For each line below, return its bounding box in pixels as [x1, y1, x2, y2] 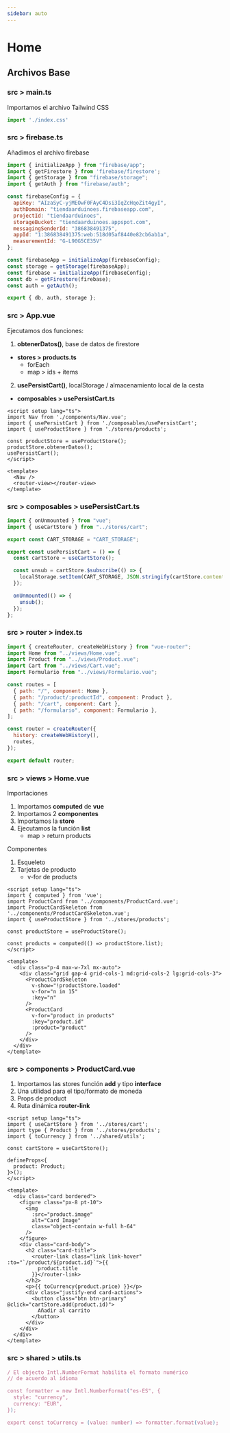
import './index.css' [7, 116, 69, 124]
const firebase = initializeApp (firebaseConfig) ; [7, 269, 152, 276]
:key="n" [31, 994, 57, 1001]
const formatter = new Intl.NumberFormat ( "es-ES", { [7, 1388, 161, 1395]
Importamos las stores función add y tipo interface [16, 1080, 162, 1088]
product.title [37, 1265, 78, 1272]
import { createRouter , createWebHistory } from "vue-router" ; [7, 643, 192, 650]
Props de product [16, 1094, 67, 1103]
